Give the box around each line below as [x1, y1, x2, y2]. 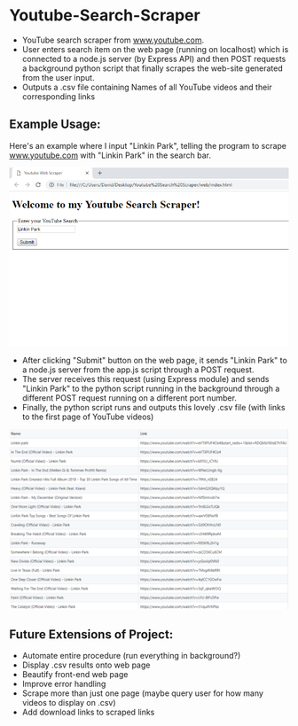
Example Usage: [9, 117, 101, 132]
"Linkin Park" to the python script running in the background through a [21, 383, 280, 394]
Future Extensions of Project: [9, 627, 174, 642]
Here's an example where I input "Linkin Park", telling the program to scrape [9, 140, 286, 151]
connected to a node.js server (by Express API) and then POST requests [21, 53, 286, 64]
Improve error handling [21, 679, 106, 690]
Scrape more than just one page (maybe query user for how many [21, 688, 264, 699]
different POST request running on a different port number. [21, 392, 238, 403]
